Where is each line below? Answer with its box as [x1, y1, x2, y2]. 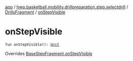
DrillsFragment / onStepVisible [5, 9, 65, 15]
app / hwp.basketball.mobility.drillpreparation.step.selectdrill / [5, 4, 128, 10]
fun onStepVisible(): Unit [5, 42, 59, 47]
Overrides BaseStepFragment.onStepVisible [5, 50, 93, 56]
